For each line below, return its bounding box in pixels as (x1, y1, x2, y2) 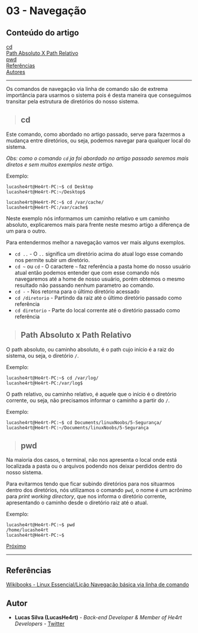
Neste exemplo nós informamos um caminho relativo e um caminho (6, 214, 170, 222)
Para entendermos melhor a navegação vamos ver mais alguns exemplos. (6, 239, 186, 246)
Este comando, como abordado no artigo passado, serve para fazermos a (6, 130, 186, 138)
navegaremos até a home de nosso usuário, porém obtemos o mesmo (14, 275, 185, 282)
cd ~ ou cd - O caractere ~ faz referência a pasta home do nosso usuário (14, 263, 191, 270)
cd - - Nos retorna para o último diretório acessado (14, 288, 140, 295)
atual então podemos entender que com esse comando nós (14, 269, 160, 276)
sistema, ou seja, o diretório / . (6, 352, 79, 359)
